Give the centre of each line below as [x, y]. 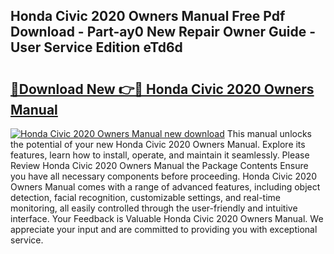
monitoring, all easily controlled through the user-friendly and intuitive [154, 208]
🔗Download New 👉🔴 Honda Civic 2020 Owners [162, 89]
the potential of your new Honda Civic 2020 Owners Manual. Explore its [158, 144]
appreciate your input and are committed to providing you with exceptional [164, 229]
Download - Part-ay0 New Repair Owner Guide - [163, 32]
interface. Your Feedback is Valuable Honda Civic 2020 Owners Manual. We [167, 218]
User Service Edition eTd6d [96, 47]
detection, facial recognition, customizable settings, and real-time [145, 197]
